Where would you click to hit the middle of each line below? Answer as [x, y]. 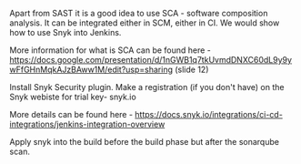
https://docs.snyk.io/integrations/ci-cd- [209, 114]
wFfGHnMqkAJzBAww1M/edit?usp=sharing [91, 69]
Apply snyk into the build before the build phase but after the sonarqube [145, 142]
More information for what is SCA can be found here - [110, 50]
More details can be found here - [71, 114]
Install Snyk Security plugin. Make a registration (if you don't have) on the [147, 87]
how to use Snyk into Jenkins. [65, 32]
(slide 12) [191, 69]
